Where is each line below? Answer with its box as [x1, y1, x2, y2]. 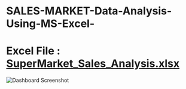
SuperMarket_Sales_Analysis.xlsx [6, 57, 180, 70]
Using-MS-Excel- [6, 17, 95, 30]
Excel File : [6, 44, 61, 58]
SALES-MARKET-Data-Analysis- [6, 4, 172, 18]
